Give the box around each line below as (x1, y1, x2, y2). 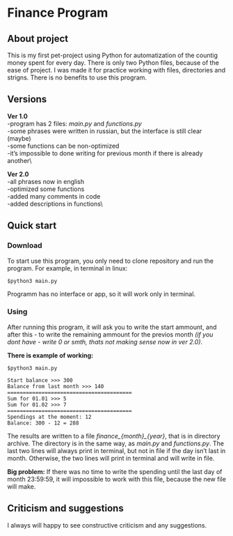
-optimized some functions (7, 185, 85, 193)
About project (7, 33, 68, 45)
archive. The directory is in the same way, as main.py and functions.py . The (7, 439, 225, 447)
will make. (7, 482, 36, 491)
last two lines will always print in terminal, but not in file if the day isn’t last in (7, 446, 226, 454)
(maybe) (7, 134, 31, 142)
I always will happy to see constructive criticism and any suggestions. (7, 521, 207, 529)
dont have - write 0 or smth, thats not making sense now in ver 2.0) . (7, 337, 203, 346)
